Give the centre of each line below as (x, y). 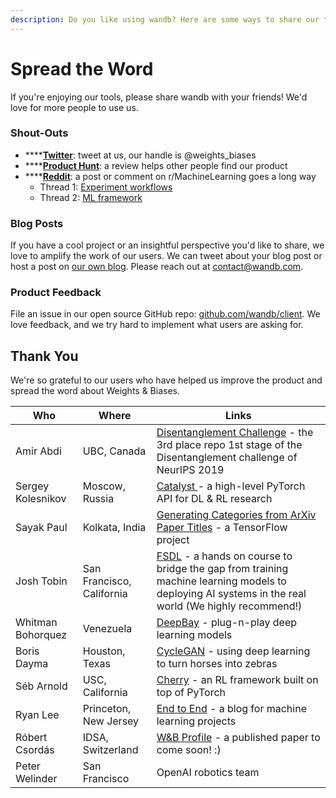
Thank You (44, 356)
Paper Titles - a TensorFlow (222, 528)
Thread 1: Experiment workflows (106, 187)
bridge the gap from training (222, 569)
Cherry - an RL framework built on (237, 680)
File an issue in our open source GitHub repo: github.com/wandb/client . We (165, 314)
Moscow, (104, 486)
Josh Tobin (41, 581)
